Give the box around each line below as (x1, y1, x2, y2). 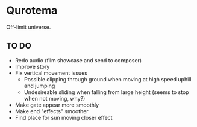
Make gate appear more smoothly (14, 101, 99, 108)
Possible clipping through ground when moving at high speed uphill (23, 75, 192, 83)
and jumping (23, 82, 55, 89)
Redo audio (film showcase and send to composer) (14, 56, 142, 63)
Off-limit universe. (6, 23, 51, 31)
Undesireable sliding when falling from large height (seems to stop (23, 88, 189, 96)
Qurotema (6, 4, 58, 17)
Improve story (14, 63, 50, 70)
